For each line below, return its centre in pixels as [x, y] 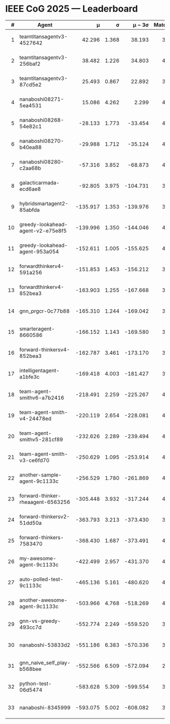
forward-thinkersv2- [45, 517]
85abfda [30, 209]
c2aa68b [30, 168]
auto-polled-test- [41, 579]
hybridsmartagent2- [44, 203]
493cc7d [31, 627]
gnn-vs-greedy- [40, 621]
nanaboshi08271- [42, 99]
